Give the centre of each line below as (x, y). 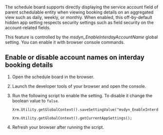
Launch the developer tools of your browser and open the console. (79, 86)
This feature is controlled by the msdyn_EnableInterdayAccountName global (81, 37)
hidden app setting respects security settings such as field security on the (80, 22)
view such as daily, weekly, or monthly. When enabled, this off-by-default (79, 17)
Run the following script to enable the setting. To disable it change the (82, 95)
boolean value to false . (36, 101)
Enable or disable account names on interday (75, 58)
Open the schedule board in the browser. (53, 77)
